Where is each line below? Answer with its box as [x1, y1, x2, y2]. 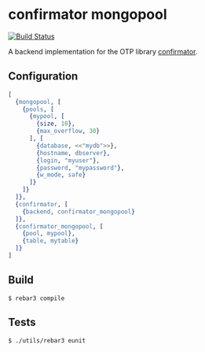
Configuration [8, 69, 79, 83]
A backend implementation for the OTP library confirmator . [8, 46, 198, 56]
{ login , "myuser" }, [36, 156, 101, 165]
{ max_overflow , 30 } [36, 128, 101, 135]
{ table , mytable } [22, 237, 79, 245]
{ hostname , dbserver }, [36, 149, 111, 157]
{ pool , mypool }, [22, 230, 76, 238]
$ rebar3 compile [8, 294, 65, 302]
